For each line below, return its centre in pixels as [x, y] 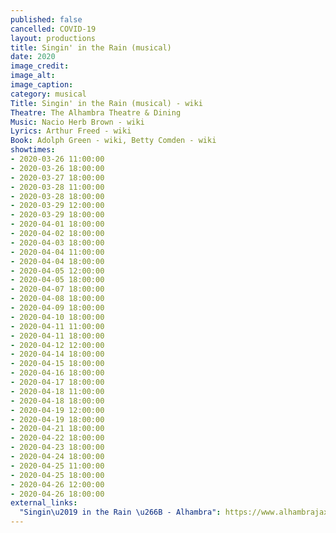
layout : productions [53, 38]
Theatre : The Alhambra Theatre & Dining [96, 112]
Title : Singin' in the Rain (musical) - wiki [106, 103]
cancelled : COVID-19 [53, 29]
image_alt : [33, 76]
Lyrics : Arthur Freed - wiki [71, 131]
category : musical [48, 94]
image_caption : [42, 85]
